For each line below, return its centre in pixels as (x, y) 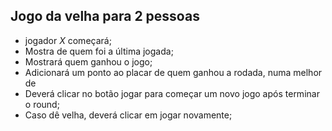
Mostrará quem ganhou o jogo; (88, 61)
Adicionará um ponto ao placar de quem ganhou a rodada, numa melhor (173, 72)
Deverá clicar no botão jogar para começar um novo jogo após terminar (172, 93)
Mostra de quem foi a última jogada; (99, 51)
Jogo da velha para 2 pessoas (105, 16)
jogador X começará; (68, 40)
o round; (42, 104)
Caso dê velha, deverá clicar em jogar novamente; (128, 115)
